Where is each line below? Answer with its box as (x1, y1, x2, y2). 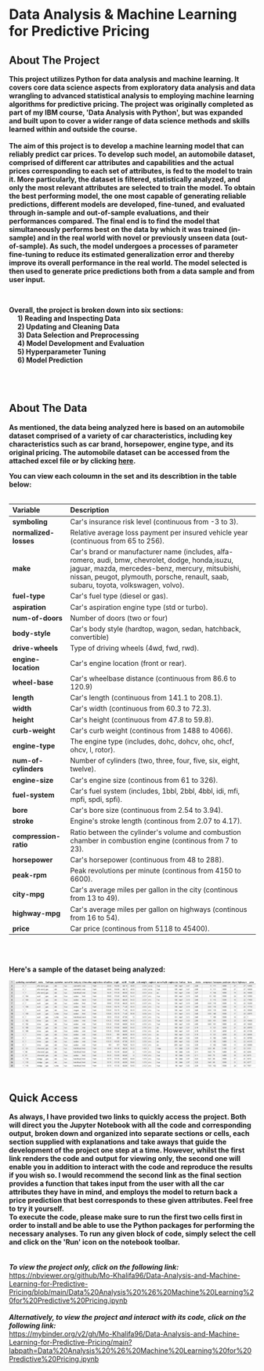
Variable (12, 505, 41, 515)
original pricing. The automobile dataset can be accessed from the (9, 447, 230, 457)
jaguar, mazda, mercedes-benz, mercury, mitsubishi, (70, 564, 241, 573)
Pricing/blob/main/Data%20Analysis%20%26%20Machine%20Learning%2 (9, 1288, 255, 1297)
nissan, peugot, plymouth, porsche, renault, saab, (70, 572, 230, 582)
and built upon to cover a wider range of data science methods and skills (9, 116, 250, 125)
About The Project (9, 53, 100, 67)
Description (70, 505, 110, 515)
